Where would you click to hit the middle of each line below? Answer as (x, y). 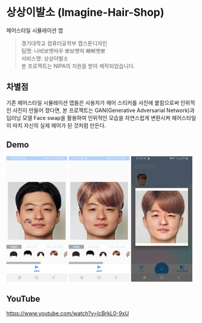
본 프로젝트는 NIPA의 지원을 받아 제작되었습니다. (78, 66)
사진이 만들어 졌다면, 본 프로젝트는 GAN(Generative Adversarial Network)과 (103, 110)
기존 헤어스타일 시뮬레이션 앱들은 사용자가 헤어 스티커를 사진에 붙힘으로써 (93, 102)
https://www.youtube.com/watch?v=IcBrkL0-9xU (68, 313)
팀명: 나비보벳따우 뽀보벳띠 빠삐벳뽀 (63, 51)
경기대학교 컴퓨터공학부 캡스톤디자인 (64, 43)
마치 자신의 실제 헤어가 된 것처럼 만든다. (59, 125)
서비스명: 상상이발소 (44, 58)
